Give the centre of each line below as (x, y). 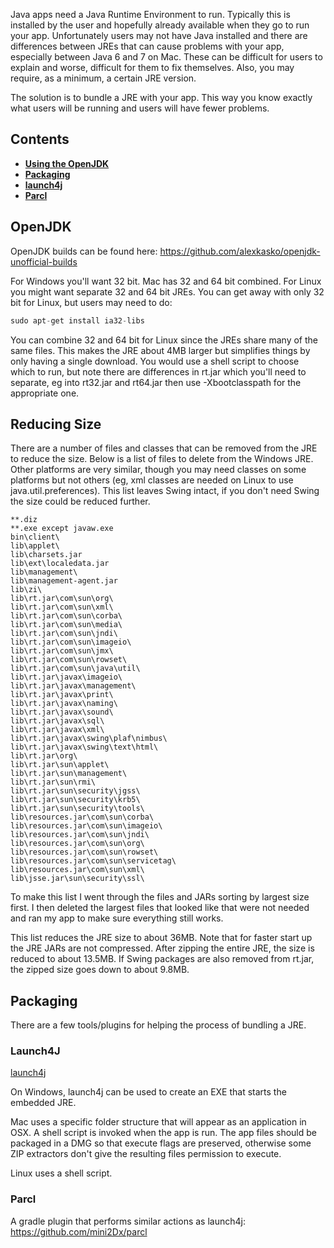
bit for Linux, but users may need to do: (91, 302)
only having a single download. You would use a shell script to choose (155, 361)
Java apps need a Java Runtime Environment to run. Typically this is (150, 14)
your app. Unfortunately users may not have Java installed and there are (159, 35)
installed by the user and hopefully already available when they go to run (160, 25)
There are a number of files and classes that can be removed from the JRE (164, 448)
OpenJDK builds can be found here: (84, 251)
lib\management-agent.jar (64, 581)
